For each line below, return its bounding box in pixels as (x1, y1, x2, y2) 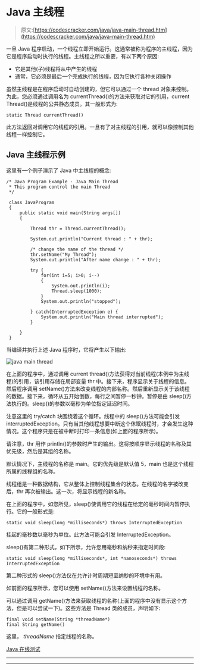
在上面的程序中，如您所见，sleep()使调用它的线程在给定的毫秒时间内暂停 (6, 500, 185, 508)
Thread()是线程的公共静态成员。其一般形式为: (6, 100, 118, 107)
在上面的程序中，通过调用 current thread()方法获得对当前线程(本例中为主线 (6, 370, 189, 377)
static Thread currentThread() (6, 112, 84, 118)
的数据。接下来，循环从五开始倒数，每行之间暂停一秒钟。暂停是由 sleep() (6, 392, 186, 399)
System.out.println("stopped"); (40, 298, 121, 304)
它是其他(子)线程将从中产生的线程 (14, 65, 98, 72)
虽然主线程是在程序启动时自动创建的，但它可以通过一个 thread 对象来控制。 (6, 85, 192, 92)
